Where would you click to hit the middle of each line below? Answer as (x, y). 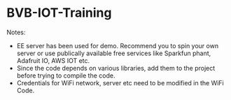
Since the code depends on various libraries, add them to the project (116, 68)
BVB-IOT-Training (59, 13)
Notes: (16, 32)
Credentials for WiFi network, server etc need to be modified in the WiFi (120, 83)
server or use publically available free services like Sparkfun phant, (114, 53)
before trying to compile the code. (66, 76)
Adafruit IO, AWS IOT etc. (53, 60)
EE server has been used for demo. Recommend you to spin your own (117, 45)
